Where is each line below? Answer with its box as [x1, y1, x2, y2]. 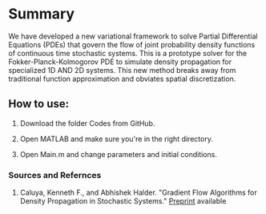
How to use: [8, 97, 70, 111]
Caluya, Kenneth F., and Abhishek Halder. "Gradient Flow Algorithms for [19, 188, 258, 197]
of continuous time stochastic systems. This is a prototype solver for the [8, 48, 247, 58]
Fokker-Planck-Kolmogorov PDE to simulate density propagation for [8, 57, 232, 67]
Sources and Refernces [8, 169, 102, 180]
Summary [8, 5, 75, 23]
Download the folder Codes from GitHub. [19, 118, 155, 128]
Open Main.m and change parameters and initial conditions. [19, 149, 218, 159]
